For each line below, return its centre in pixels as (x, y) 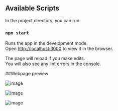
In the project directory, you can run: (43, 20)
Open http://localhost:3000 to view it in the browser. (59, 49)
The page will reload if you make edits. (45, 59)
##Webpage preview (27, 74)
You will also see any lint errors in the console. (53, 64)
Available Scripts (32, 8)
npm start (17, 33)
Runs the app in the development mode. (46, 43)
